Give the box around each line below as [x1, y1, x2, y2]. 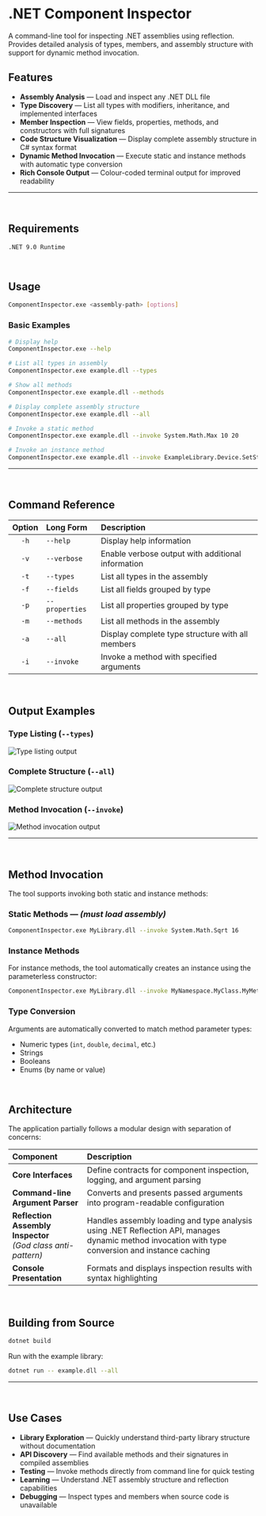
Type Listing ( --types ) [8, 728, 94, 739]
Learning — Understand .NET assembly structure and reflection [19, 1475, 230, 1484]
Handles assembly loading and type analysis [86, 1215, 253, 1226]
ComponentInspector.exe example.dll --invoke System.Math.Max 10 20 [8, 432, 239, 440]
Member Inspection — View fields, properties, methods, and [19, 117, 219, 127]
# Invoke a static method [8, 424, 93, 432]
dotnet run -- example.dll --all [8, 1367, 119, 1375]
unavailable [19, 1500, 58, 1510]
